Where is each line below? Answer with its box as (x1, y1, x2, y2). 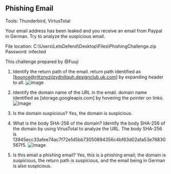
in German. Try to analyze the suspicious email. (5, 33, 105, 39)
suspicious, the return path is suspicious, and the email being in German (12, 157, 165, 163)
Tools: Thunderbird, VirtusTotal (5, 17, 71, 24)
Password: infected (5, 48, 46, 54)
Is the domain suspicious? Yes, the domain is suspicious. (12, 110, 133, 116)
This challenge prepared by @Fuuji (5, 59, 79, 65)
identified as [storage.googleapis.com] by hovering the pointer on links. (12, 94, 164, 101)
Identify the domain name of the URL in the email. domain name (12, 89, 147, 95)
